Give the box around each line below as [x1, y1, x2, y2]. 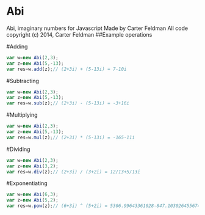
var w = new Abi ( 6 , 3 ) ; [6, 191, 59, 198]
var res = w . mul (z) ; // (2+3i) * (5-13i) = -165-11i [6, 134, 135, 140]
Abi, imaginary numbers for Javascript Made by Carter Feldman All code [6, 24, 188, 32]
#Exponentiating [6, 180, 48, 187]
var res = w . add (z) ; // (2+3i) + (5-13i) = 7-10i [6, 66, 127, 72]
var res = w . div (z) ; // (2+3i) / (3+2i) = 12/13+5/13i [6, 169, 140, 175]
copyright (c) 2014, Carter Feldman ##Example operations [6, 31, 153, 38]
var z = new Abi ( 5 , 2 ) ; [6, 197, 59, 203]
